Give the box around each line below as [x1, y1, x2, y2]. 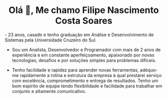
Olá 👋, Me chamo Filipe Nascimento [9, 4, 159, 16]
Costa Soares [55, 15, 112, 26]
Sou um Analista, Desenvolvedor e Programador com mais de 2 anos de [12, 46, 161, 52]
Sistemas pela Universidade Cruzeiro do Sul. [5, 37, 97, 43]
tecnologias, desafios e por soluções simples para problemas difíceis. [12, 57, 156, 63]
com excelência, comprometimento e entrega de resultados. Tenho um [12, 77, 158, 83]
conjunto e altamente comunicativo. [12, 88, 86, 94]
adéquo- [139, 67, 158, 73]
